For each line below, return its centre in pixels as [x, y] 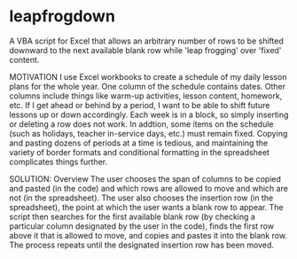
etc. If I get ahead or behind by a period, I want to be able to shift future [140, 105]
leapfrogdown [62, 16]
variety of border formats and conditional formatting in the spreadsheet [140, 152]
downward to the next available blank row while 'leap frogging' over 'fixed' [145, 50]
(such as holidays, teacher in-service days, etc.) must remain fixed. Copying [148, 133]
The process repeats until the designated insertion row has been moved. [142, 245]
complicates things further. [59, 161]
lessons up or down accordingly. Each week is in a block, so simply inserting [149, 114]
